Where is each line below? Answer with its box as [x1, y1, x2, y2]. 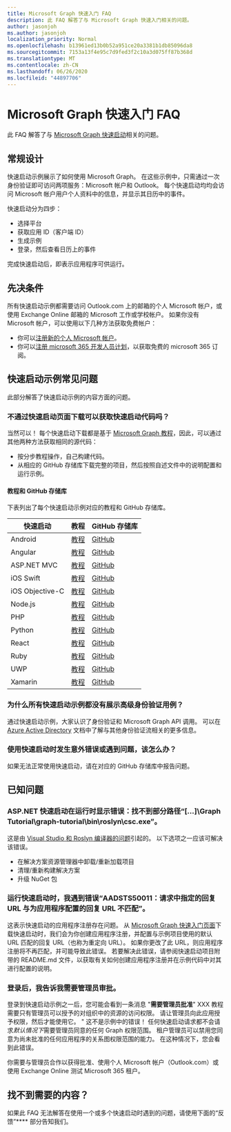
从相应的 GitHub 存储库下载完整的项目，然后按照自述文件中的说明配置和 [17, 461, 222, 469]
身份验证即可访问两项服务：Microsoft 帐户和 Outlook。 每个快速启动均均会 [7, 181, 219, 190]
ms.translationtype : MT [7, 55, 76, 62]
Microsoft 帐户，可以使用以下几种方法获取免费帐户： [7, 319, 157, 327]
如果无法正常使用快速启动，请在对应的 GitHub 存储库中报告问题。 [7, 762, 194, 770]
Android [10, 534, 37, 544]
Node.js [10, 599, 36, 609]
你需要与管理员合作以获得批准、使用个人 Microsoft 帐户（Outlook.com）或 [7, 1058, 219, 1066]
